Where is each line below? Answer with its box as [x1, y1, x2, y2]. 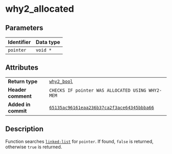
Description [5, 125, 44, 134]
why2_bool [49, 78, 73, 84]
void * [35, 47, 52, 53]
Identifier [8, 39, 31, 46]
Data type [35, 39, 60, 46]
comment [8, 93, 32, 100]
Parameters [5, 24, 44, 32]
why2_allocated [5, 3, 74, 15]
